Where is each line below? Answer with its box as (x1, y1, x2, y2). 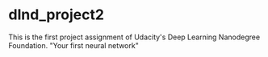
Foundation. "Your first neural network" (8, 40, 139, 50)
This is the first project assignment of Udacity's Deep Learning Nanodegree (8, 32, 261, 42)
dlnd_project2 (8, 6, 105, 24)
